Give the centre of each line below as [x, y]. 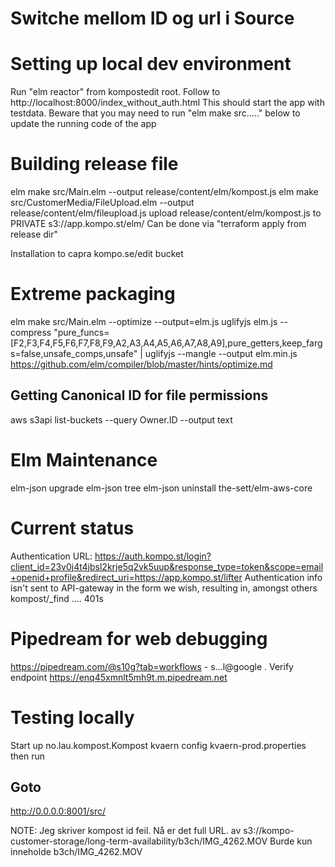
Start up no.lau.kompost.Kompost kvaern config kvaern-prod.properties [158, 745]
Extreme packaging [93, 294]
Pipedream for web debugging [139, 638]
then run [28, 756]
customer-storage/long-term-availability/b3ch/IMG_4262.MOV [139, 841]
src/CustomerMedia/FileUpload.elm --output [102, 203]
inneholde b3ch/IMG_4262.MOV [76, 852]
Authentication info [283, 577]
